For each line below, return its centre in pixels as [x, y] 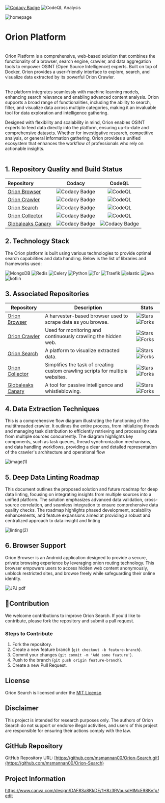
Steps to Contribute [29, 633]
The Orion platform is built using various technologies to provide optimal [78, 253]
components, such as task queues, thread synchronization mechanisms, [78, 442]
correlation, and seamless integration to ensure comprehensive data [89, 505]
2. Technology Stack [37, 241]
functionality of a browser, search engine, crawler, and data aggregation [78, 61]
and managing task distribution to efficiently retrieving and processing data [81, 431]
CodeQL [119, 183]
